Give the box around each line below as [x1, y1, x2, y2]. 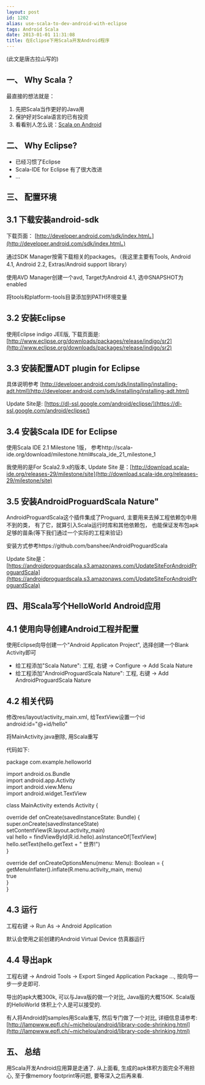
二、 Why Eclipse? [6, 141, 78, 151]
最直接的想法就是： [6, 92, 55, 100]
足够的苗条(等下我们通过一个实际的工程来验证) [6, 529, 124, 536]
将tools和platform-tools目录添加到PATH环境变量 [6, 293, 127, 300]
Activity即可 [6, 649, 37, 656]
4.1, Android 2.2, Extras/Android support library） [6, 260, 130, 268]
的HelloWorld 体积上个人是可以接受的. [6, 1001, 102, 1008]
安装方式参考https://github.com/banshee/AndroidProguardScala [6, 542, 168, 550]
